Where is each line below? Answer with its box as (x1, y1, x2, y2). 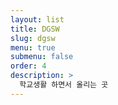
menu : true (10, 42, 56, 53)
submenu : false (10, 52, 74, 62)
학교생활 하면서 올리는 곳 (19, 80, 109, 90)
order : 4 (10, 61, 47, 71)
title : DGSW (10, 24, 60, 34)
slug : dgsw (10, 33, 56, 43)
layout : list (10, 14, 65, 25)
